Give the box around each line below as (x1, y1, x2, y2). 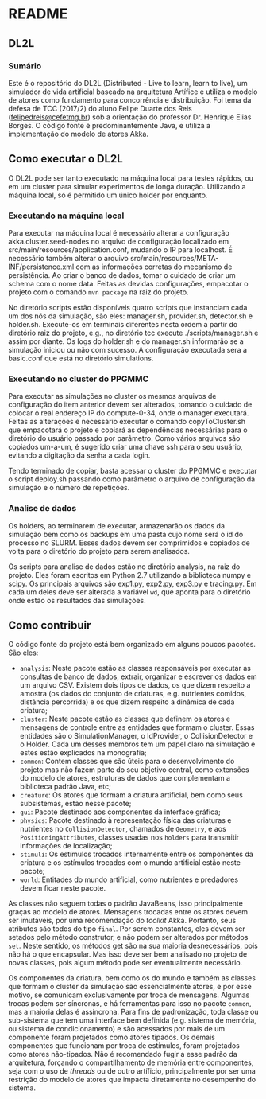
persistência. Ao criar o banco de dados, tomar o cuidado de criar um (8, 270, 236, 279)
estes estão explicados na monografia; (19, 748, 147, 758)
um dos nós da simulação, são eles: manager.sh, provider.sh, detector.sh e (8, 311, 253, 321)
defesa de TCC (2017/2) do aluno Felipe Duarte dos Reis (8, 103, 192, 113)
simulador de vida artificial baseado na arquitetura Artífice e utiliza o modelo (8, 87, 258, 96)
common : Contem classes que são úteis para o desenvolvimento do (19, 757, 235, 766)
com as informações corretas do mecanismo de (75, 262, 233, 271)
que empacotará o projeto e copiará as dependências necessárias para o (8, 425, 248, 435)
